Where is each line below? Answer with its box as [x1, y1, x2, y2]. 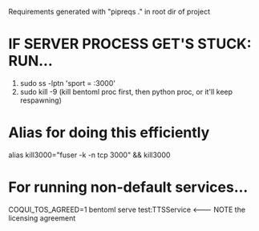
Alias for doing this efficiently [8, 124, 210, 142]
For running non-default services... [8, 178, 249, 197]
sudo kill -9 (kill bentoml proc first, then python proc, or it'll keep [19, 87, 233, 96]
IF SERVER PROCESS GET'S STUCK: [8, 35, 252, 53]
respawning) [19, 95, 63, 105]
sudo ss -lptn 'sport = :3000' [19, 78, 116, 87]
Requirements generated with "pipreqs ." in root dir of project [8, 7, 211, 16]
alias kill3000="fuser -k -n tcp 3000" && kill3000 [8, 150, 171, 160]
